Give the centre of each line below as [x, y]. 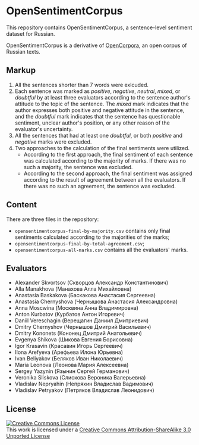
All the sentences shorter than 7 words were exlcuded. [82, 85]
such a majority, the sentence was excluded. [78, 167]
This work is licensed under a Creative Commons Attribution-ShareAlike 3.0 [99, 430]
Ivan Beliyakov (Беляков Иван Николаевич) [69, 359]
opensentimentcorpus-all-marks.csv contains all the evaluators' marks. [101, 250]
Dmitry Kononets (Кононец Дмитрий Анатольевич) [78, 333]
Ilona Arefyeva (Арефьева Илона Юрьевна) [69, 352]
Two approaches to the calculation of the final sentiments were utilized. [102, 148]
